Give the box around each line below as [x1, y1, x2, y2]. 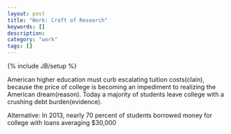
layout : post [7, 10, 45, 17]
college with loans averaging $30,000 [7, 119, 117, 126]
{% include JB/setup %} [7, 62, 77, 70]
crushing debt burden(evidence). [7, 98, 103, 105]
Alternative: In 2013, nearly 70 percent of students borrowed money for [7, 111, 213, 119]
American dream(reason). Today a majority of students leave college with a [7, 90, 225, 98]
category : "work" [7, 36, 58, 43]
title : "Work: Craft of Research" [7, 17, 108, 24]
